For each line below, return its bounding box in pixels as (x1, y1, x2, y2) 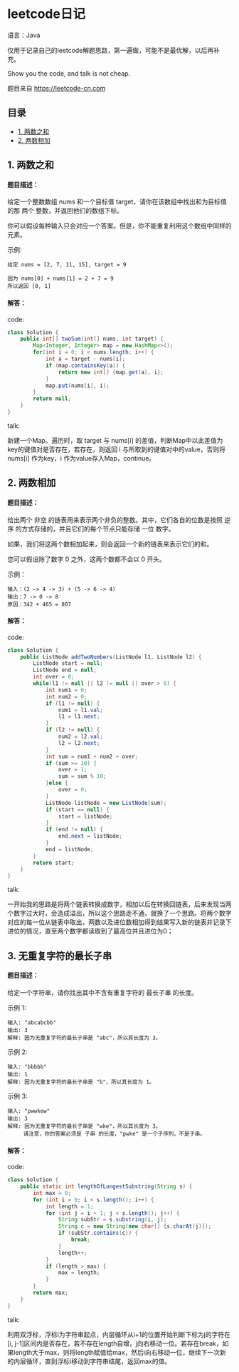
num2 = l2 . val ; (58, 733, 103, 741)
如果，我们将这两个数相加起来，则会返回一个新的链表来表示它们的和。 (7, 539, 213, 548)
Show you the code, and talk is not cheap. (7, 69, 131, 78)
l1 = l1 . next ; (58, 713, 100, 721)
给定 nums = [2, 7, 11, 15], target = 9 (7, 261, 127, 269)
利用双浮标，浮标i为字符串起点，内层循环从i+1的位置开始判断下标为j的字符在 (7, 1330, 231, 1338)
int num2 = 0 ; (45, 693, 87, 700)
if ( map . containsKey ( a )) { (45, 361, 126, 369)
